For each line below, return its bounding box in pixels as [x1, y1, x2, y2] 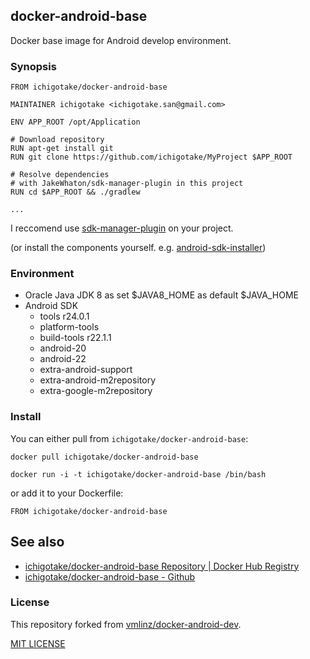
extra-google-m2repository [39, 385, 153, 397]
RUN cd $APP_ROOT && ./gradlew [10, 187, 141, 198]
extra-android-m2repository [39, 374, 156, 386]
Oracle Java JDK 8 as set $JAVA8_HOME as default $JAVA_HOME [24, 289, 299, 301]
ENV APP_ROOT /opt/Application [10, 117, 141, 128]
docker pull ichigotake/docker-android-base [10, 452, 199, 462]
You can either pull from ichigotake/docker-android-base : [10, 432, 249, 444]
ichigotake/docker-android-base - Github [24, 570, 196, 583]
